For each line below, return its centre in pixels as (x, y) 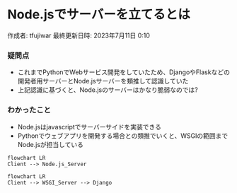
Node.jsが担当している (50, 144)
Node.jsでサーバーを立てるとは (99, 14)
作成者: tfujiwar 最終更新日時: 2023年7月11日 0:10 (79, 35)
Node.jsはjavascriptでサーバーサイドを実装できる (89, 127)
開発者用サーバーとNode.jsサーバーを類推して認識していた (103, 81)
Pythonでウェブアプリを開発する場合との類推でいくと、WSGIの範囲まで (123, 136)
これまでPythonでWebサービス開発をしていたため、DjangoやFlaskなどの (123, 72)
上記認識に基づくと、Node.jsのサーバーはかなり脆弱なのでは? (108, 90)
